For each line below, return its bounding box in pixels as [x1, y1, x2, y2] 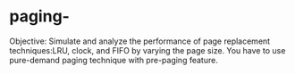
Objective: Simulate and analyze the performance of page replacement [9, 36, 271, 46]
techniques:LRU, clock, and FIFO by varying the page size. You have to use [9, 45, 286, 55]
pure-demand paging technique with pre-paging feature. [9, 54, 219, 65]
